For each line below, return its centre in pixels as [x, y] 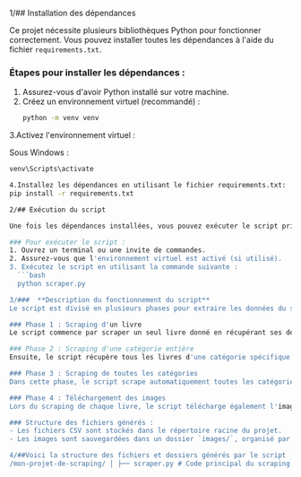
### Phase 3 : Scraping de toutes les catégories [104, 374]
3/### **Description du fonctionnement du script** [110, 299]
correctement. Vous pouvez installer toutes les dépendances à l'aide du [142, 40]
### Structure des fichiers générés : [82, 422]
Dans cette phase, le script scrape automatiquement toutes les [132, 382]
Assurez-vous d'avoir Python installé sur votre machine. [126, 92]
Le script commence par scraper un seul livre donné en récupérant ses [146, 333]
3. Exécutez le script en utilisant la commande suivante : [124, 267]
